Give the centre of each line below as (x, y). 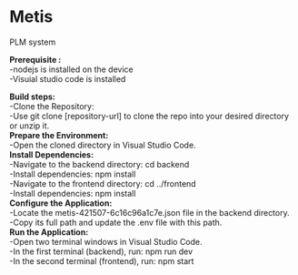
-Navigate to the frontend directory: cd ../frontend (103, 183)
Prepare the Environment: (59, 135)
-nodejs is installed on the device (71, 69)
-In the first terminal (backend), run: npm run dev (101, 251)
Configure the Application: (61, 203)
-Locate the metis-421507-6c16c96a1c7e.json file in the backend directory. (149, 212)
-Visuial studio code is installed (68, 78)
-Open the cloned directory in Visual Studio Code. (103, 145)
